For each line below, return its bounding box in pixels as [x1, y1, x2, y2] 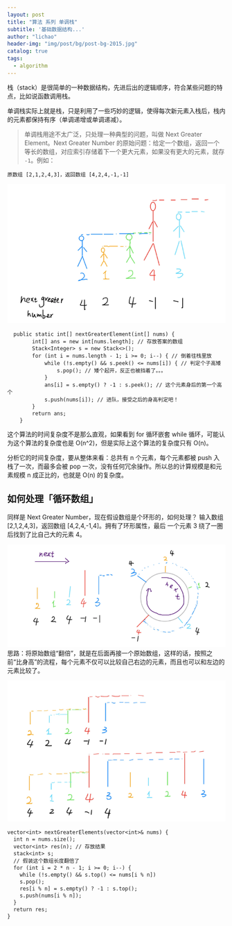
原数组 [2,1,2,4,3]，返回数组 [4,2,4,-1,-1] [7, 171, 130, 178]
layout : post [7, 11, 45, 18]
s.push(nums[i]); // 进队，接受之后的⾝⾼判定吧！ [44, 396, 179, 403]
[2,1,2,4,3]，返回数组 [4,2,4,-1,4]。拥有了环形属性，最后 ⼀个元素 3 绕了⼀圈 [7, 521, 224, 530]
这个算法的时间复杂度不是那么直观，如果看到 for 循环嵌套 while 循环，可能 [7, 430, 220, 438]
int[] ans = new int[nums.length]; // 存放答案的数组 [32, 338, 184, 345]
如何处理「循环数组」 [7, 493, 98, 505]
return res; [13, 906, 48, 913]
